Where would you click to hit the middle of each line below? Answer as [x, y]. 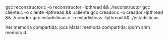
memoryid [16, 32]
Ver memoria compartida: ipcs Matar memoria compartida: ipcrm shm [78, 27]
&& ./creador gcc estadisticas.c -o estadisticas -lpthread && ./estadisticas [82, 18]
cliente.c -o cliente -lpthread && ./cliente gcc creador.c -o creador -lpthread [84, 12]
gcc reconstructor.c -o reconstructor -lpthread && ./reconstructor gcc [78, 7]
